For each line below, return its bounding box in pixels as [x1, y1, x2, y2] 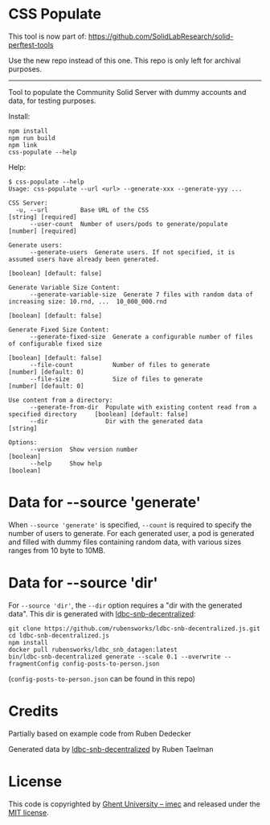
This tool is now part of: [8, 31, 87, 41]
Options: [8, 438, 38, 447]
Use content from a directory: [8, 396, 113, 404]
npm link [8, 141, 38, 149]
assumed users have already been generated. [8, 255, 160, 263]
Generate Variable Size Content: [8, 283, 121, 291]
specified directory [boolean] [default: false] [8, 410, 189, 419]
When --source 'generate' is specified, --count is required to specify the [8, 520, 252, 530]
